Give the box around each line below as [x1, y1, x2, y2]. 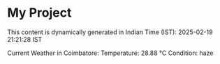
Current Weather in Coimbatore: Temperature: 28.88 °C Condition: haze [7, 49, 214, 57]
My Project [7, 5, 72, 21]
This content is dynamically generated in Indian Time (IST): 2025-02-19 [7, 28, 213, 36]
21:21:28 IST [7, 35, 43, 43]
